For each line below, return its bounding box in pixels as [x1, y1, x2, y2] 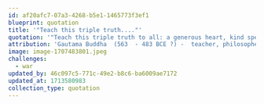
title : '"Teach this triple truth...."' [8, 26, 143, 34]
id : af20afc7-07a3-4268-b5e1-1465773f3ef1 [8, 11, 149, 20]
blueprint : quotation [8, 19, 79, 27]
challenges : [8, 56, 47, 63]
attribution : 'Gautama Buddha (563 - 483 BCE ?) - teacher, [8, 41, 220, 48]
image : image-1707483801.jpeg [8, 48, 108, 56]
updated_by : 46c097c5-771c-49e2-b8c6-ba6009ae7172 [8, 70, 178, 77]
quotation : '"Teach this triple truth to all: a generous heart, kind [8, 33, 244, 41]
